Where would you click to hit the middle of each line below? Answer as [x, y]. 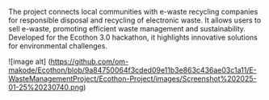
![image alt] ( [29, 61]
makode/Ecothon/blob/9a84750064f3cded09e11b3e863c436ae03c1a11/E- [132, 70]
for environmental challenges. [58, 46]
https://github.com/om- [90, 61]
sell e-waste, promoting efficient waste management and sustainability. [127, 29]
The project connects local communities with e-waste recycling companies [133, 12]
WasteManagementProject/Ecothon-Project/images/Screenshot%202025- [132, 79]
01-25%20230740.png [46, 87]
